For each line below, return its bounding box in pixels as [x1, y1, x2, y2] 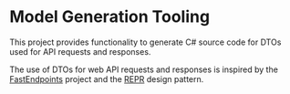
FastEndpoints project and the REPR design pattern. [9, 73, 204, 84]
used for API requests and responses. [9, 46, 151, 57]
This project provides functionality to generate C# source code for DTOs [9, 37, 282, 47]
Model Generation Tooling [9, 6, 211, 27]
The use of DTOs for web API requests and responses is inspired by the [9, 64, 278, 75]
